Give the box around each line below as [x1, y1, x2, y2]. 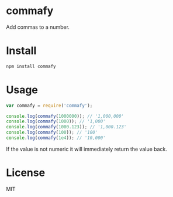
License [6, 166, 46, 179]
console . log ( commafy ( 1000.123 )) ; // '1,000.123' [6, 124, 127, 130]
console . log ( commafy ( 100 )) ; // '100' [6, 130, 98, 135]
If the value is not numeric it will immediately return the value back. [6, 145, 168, 152]
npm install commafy [6, 63, 57, 69]
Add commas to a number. [6, 23, 70, 30]
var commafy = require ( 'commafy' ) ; [6, 103, 93, 108]
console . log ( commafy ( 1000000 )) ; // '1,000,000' [6, 113, 124, 119]
